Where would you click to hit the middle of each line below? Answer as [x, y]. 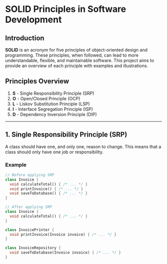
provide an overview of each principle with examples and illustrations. [77, 66]
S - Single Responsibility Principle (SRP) [53, 93]
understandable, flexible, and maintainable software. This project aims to [80, 60]
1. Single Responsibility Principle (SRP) [66, 135]
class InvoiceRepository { [33, 248]
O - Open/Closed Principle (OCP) [46, 98]
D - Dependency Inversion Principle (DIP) [54, 114]
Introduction [25, 38]
